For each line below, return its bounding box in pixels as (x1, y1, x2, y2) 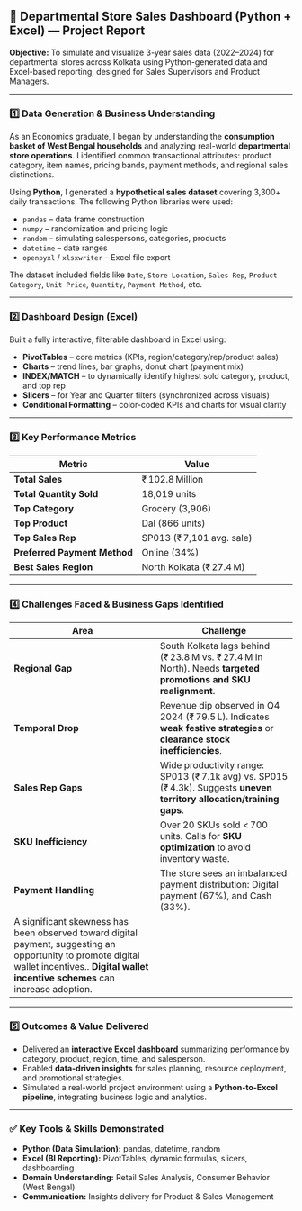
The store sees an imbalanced (159, 867, 288, 879)
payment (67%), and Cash (159, 890, 272, 901)
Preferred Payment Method (13, 546, 133, 558)
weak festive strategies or (159, 722, 274, 734)
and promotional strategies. (22, 1072, 125, 1083)
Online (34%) (141, 546, 200, 558)
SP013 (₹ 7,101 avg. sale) (141, 531, 253, 544)
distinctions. (9, 169, 55, 180)
